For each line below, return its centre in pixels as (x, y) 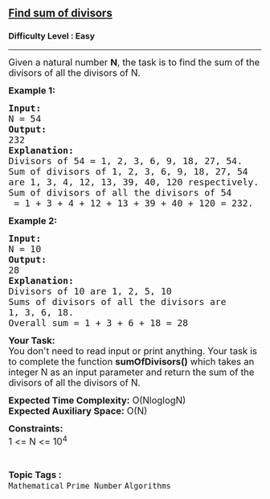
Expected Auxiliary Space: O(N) (78, 411)
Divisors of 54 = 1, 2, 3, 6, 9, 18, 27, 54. (125, 161)
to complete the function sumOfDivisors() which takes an (131, 361)
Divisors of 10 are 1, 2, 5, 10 (90, 291)
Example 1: (32, 90)
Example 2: (33, 221)
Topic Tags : (35, 474)
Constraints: (36, 428)
